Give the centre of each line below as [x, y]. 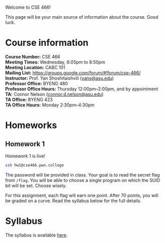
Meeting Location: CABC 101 [35, 67]
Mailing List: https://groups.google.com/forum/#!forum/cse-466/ [73, 73]
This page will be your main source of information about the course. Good [82, 17]
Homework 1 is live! [25, 156]
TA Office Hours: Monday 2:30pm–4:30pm [50, 105]
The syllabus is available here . [36, 235]
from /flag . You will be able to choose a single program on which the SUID [83, 180]
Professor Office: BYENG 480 [36, 83]
